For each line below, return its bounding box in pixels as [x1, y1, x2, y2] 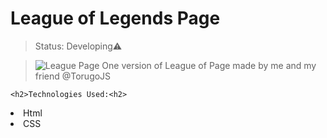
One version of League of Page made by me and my [101, 59, 317, 71]
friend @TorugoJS [34, 70, 112, 82]
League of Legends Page [10, 7, 221, 30]
